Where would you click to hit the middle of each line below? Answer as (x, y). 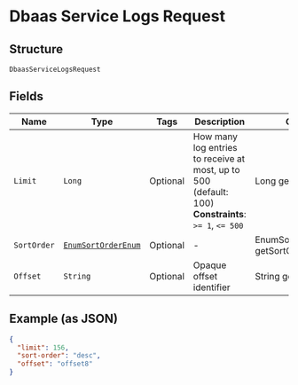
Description (220, 122)
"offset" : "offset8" (55, 364)
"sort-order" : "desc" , (59, 356)
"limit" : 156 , (43, 348)
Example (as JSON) (63, 319)
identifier (212, 287)
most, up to (216, 169)
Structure (36, 49)
